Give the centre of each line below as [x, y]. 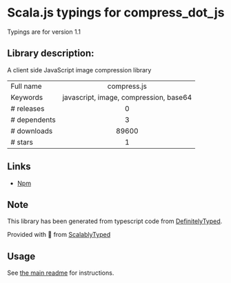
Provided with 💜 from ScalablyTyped [59, 235]
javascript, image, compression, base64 [127, 97]
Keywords [27, 97]
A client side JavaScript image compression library [79, 70]
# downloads [32, 131]
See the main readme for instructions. [61, 273]
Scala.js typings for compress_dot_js [116, 13]
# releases [28, 108]
